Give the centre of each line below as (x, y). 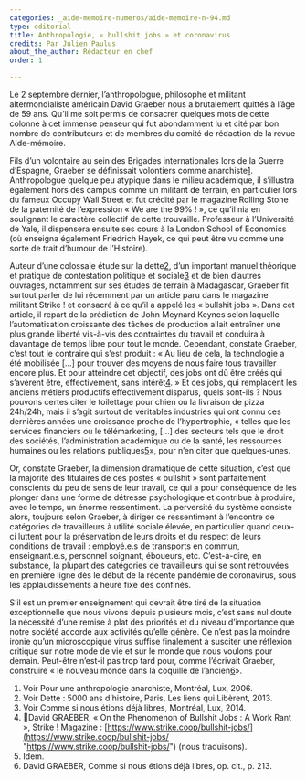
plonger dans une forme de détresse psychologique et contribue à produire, (153, 497)
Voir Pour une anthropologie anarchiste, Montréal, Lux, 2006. (137, 688)
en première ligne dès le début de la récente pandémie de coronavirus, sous (153, 575)
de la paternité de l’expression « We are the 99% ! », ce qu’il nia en (135, 209)
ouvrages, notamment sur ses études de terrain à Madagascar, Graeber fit (149, 285)
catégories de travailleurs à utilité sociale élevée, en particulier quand (140, 526)
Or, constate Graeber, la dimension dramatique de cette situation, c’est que (150, 468)
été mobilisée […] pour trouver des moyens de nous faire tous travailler (143, 363)
